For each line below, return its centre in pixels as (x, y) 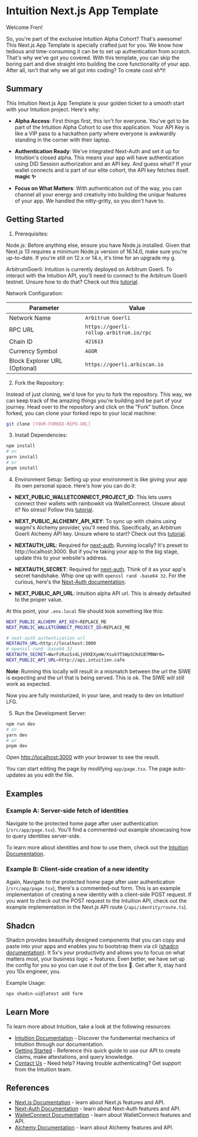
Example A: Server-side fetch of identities (67, 810)
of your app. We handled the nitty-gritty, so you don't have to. (90, 201)
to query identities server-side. (44, 836)
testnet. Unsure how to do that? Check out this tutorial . (72, 282)
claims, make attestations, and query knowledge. (74, 1057)
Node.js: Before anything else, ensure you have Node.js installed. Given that (98, 245)
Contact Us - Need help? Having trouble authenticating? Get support (98, 1063)
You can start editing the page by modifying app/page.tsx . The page (89, 769)
